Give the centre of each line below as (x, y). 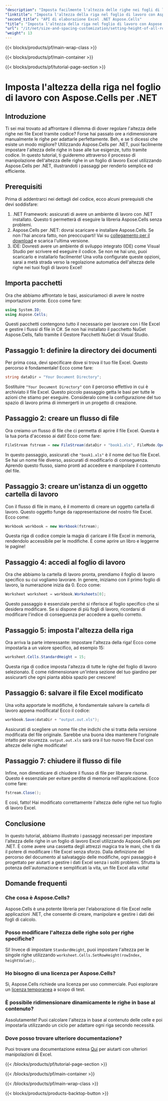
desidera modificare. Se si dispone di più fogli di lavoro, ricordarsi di (75, 609)
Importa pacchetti (34, 283)
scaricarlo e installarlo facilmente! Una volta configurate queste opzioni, (86, 257)
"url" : (12, 29)
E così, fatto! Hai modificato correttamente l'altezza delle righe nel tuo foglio (83, 803)
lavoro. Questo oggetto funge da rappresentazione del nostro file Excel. (79, 512)
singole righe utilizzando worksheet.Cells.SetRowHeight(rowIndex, (73, 955)
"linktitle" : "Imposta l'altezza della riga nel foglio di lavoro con (80, 15)
